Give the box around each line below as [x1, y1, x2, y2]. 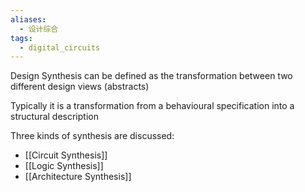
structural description [10, 111, 99, 123]
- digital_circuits [19, 42, 101, 53]
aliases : [10, 14, 47, 25]
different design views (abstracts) [10, 81, 150, 93]
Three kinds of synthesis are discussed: [10, 130, 175, 142]
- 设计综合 [19, 24, 59, 34]
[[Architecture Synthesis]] [24, 171, 132, 183]
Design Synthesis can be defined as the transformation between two [10, 70, 293, 82]
